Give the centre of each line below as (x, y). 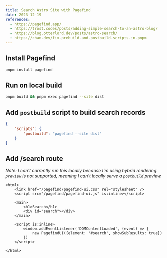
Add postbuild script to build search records (75, 113)
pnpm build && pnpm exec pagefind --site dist (55, 97)
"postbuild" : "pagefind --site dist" (62, 134)
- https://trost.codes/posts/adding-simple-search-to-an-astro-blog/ (84, 29)
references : (18, 19)
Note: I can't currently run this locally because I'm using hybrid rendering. (81, 171)
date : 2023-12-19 (23, 15)
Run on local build (34, 85)
